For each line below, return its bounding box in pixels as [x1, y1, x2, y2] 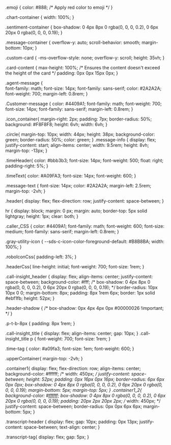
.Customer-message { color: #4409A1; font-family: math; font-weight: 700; [5, 101, 162, 107]
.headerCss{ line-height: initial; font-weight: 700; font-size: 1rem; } [5, 264, 145, 269]
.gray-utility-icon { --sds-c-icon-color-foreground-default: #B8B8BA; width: [5, 238, 164, 244]
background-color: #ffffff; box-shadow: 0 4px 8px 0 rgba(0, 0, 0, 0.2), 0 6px [5, 392, 166, 399]
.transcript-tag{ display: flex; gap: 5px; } [5, 434, 89, 440]
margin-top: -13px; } [5, 147, 48, 154]
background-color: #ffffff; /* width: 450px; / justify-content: [5, 371, 131, 377]
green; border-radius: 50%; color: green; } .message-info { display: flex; [5, 137, 156, 142]
